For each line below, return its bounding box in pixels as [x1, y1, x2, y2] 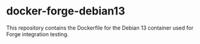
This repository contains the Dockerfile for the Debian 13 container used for [6, 24, 194, 31]
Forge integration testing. [6, 30, 69, 37]
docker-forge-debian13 [6, 4, 125, 18]
